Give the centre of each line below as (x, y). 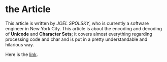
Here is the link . (22, 54)
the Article (28, 9)
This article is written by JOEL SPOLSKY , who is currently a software (77, 23)
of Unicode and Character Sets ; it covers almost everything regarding (79, 34)
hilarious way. (20, 44)
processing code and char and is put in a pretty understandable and (76, 39)
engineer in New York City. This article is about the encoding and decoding (84, 28)
